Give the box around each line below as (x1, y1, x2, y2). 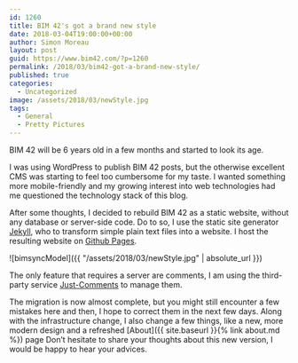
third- (262, 270, 283, 280)
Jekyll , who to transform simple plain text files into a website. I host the (9, 226, 269, 236)
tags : (9, 104, 29, 113)
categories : (9, 79, 53, 88)
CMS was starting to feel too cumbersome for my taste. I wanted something (9, 171, 286, 182)
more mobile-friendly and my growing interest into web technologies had (9, 181, 276, 191)
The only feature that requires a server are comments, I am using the (9, 270, 261, 280)
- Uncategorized (17, 87, 77, 96)
